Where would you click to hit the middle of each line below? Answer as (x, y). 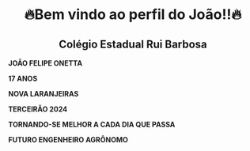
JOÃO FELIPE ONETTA (45, 63)
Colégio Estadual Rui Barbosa (133, 44)
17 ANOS (23, 78)
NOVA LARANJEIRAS (44, 94)
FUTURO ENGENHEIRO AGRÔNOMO (68, 140)
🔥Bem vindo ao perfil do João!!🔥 (133, 15)
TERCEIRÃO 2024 (38, 109)
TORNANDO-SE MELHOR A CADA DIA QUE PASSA (92, 125)
